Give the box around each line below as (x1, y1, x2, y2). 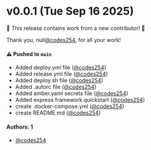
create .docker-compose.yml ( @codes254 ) (15, 102, 125, 110)
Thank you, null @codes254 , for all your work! (6, 36, 121, 43)
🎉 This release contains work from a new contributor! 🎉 (6, 24, 145, 32)
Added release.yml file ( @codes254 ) (15, 70, 108, 77)
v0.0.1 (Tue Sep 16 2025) (6, 4, 134, 18)
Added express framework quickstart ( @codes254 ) (15, 96, 145, 104)
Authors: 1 (6, 123, 34, 130)
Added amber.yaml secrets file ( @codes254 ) (15, 90, 128, 97)
